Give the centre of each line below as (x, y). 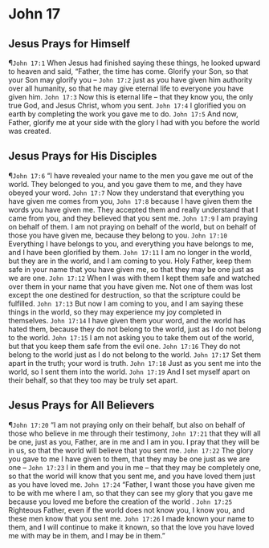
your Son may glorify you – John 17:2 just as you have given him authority (130, 80)
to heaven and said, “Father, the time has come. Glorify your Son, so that (128, 71)
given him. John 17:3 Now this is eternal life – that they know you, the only (131, 97)
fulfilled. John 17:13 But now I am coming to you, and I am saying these (126, 303)
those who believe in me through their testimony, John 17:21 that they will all (134, 433)
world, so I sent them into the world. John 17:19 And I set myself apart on (129, 371)
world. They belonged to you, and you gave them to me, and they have (125, 184)
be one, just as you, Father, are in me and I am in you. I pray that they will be (134, 441)
